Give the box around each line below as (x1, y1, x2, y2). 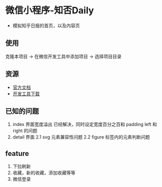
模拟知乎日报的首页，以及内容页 (12, 22, 80, 29)
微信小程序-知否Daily (5, 5, 94, 16)
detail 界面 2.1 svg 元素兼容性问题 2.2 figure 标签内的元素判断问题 (12, 134, 150, 140)
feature (5, 149, 30, 158)
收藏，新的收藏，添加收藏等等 (12, 170, 75, 176)
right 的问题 (12, 128, 37, 134)
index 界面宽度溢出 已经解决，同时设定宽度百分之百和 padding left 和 (12, 121, 157, 127)
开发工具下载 (12, 90, 40, 97)
